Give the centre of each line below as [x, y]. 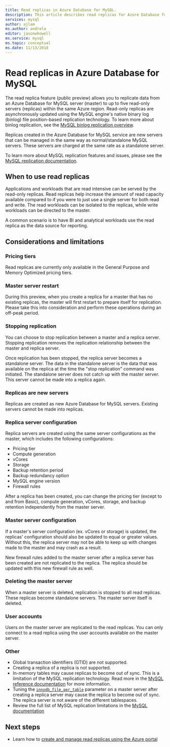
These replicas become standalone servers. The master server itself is [79, 598]
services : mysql [22, 19]
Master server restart [32, 286]
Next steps [23, 727]
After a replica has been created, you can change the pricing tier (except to [83, 496]
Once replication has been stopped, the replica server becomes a [74, 358]
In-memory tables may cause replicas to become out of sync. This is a [86, 673]
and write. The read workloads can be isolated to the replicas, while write [82, 205]
